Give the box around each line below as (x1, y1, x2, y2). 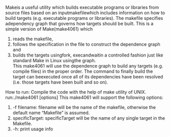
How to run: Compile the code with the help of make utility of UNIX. (5, 89, 147, 95)
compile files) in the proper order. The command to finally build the (12, 68, 153, 74)
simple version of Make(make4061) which (5, 26, 93, 32)
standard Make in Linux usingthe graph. (12, 58, 96, 63)
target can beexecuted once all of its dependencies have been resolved (12, 74, 163, 79)
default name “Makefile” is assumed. (12, 109, 90, 116)
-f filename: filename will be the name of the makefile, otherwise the (12, 104, 156, 110)
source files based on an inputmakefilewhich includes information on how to (5, 10, 165, 16)
